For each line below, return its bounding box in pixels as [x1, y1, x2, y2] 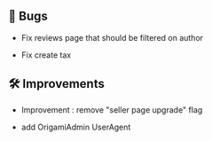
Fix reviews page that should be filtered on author [20, 32, 204, 43]
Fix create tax [20, 50, 72, 60]
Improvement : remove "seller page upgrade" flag [20, 104, 203, 115]
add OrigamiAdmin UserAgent [20, 121, 131, 132]
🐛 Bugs [8, 9, 48, 24]
